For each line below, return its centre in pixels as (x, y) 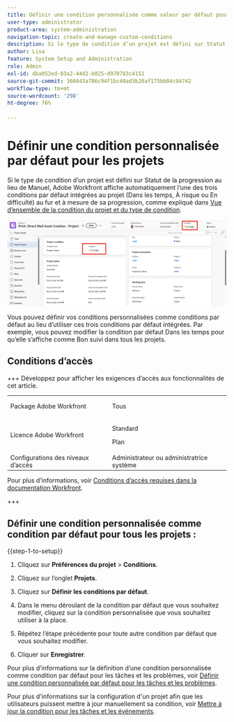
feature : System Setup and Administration (70, 59)
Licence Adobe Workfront (47, 435)
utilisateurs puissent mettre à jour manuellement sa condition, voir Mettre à (115, 704)
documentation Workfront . (45, 488)
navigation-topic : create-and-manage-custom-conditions (90, 37)
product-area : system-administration (62, 29)
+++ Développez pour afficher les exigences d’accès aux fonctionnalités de (116, 378)
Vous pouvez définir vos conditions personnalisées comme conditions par (113, 317)
